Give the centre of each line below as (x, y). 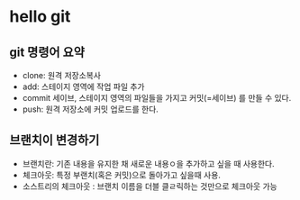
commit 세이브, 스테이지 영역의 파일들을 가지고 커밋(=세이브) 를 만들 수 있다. (157, 98)
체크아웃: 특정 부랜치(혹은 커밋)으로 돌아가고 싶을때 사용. (121, 175)
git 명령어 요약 (47, 52)
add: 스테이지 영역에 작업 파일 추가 (83, 86)
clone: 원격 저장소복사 (62, 75)
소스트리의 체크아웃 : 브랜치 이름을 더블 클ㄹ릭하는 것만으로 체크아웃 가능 (150, 186)
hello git (40, 17)
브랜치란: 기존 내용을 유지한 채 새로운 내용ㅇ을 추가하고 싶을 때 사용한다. (148, 163)
